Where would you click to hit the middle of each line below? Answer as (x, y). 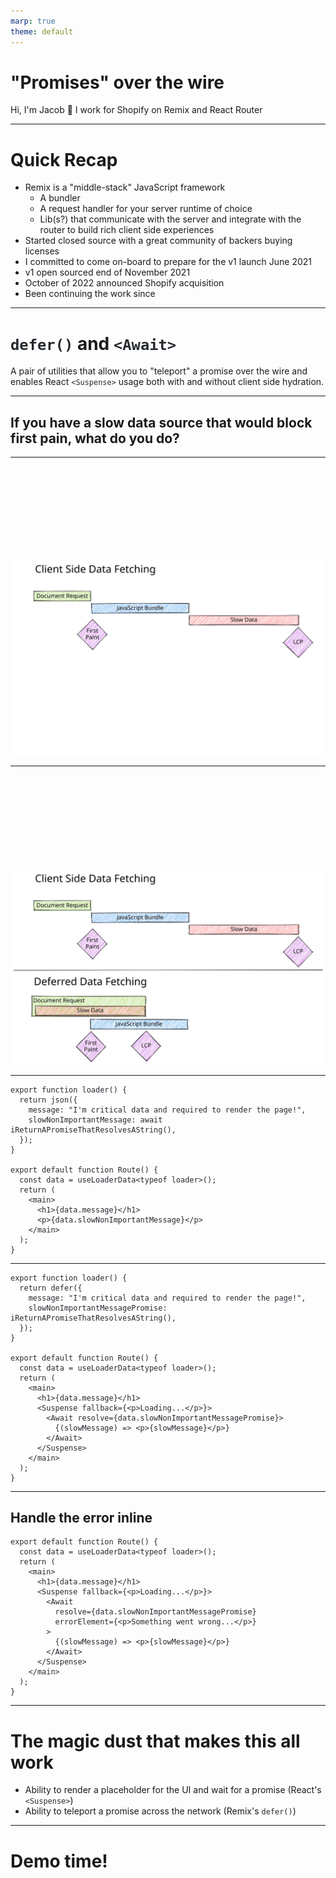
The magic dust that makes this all (155, 1741)
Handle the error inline (81, 1518)
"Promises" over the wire (117, 82)
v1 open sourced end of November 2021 (107, 272)
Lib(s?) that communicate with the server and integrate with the (170, 219)
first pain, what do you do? (95, 438)
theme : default (42, 31)
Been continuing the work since (90, 294)
